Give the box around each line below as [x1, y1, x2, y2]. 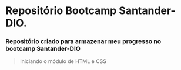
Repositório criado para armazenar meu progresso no [5, 37, 162, 45]
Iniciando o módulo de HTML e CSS [19, 58, 107, 65]
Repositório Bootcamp [5, 4, 117, 17]
